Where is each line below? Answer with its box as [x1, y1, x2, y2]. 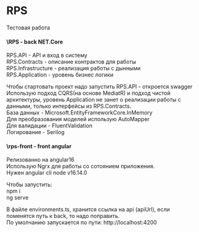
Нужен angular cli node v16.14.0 [6, 169, 88, 176]
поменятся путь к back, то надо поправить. [6, 212, 120, 220]
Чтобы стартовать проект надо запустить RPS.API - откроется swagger [6, 83, 193, 91]
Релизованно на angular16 [6, 156, 75, 163]
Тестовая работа [6, 24, 50, 31]
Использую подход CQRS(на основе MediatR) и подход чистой [6, 89, 171, 97]
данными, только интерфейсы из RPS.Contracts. [6, 102, 132, 110]
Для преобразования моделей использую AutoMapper [6, 116, 150, 123]
